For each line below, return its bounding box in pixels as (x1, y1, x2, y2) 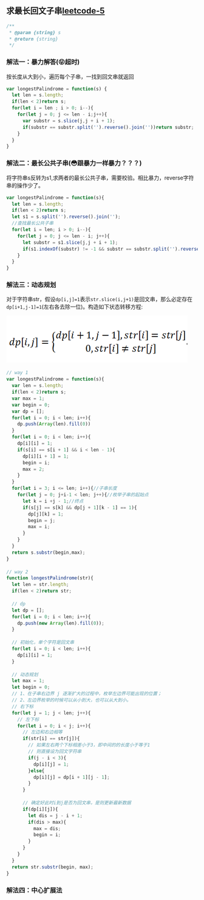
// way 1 (6, 370, 29, 376)
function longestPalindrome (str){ (6, 575, 94, 581)
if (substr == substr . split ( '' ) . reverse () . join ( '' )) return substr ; (22, 124, 194, 130)
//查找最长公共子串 (12, 220, 53, 226)
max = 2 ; (22, 466, 45, 472)
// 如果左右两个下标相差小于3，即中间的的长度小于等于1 (28, 742, 151, 748)
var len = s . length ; (12, 383, 64, 389)
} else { (28, 767, 45, 774)
